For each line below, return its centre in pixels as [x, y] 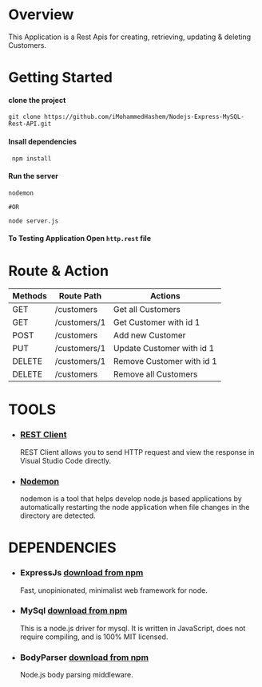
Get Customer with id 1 [157, 322]
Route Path [80, 296]
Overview [41, 15]
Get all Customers [147, 310]
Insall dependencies [43, 141]
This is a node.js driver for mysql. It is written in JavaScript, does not [133, 628]
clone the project [37, 100]
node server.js [34, 221]
